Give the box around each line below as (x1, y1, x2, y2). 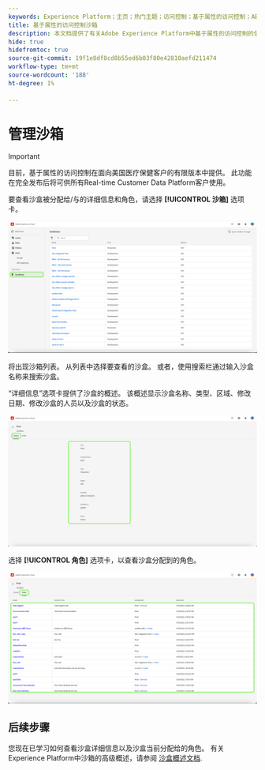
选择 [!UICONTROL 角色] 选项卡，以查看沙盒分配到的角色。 (8, 555, 201, 565)
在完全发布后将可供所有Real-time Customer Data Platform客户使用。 (8, 178, 230, 187)
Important (8, 152, 40, 161)
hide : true (8, 38, 44, 46)
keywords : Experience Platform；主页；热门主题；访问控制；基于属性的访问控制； (8, 13, 252, 21)
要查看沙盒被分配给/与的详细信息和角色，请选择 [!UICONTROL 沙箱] (8, 194, 229, 205)
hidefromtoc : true (8, 46, 69, 54)
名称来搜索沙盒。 (8, 372, 64, 381)
